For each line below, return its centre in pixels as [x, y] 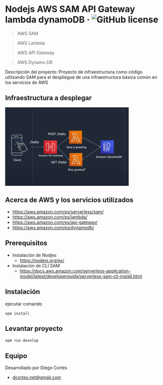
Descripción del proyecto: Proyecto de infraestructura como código [74, 72]
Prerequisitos [26, 243]
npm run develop [22, 341]
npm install [17, 314]
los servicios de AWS [27, 82]
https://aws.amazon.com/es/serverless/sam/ [58, 212]
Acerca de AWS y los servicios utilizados [69, 200]
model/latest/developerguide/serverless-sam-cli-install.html [81, 276]
